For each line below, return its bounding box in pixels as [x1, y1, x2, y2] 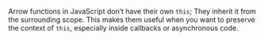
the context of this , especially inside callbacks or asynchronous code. [8, 24, 239, 32]
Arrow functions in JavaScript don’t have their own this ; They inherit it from [8, 7, 256, 16]
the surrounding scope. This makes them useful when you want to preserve [8, 15, 255, 24]
